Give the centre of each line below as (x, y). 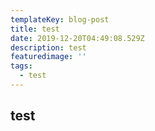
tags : (21, 66)
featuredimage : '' (48, 57)
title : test (35, 29)
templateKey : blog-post (60, 19)
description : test (48, 47)
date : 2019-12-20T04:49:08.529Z (77, 38)
